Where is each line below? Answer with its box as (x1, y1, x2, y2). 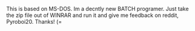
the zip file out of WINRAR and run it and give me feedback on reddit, (6, 12, 179, 19)
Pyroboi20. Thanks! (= (6, 18, 62, 25)
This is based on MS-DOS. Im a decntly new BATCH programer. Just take (6, 5, 189, 12)
